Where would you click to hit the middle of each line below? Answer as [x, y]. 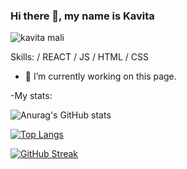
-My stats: [31, 96]
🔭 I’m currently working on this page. [100, 76]
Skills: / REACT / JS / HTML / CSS [79, 57]
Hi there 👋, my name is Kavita [82, 16]
